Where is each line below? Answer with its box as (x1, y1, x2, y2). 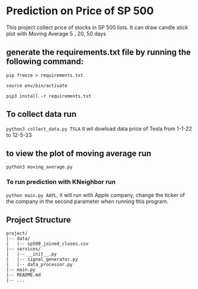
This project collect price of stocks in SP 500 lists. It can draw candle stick (6, 24, 189, 31)
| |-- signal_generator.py (6, 256, 78, 262)
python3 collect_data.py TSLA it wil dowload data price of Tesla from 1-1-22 (6, 125, 193, 132)
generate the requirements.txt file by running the (6, 47, 191, 58)
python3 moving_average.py (6, 164, 73, 170)
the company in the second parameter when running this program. (6, 198, 169, 205)
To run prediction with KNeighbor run (6, 178, 116, 186)
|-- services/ (6, 246, 41, 252)
